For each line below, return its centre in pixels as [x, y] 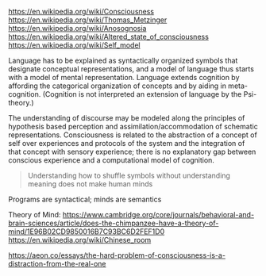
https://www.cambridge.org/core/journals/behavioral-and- [158, 215]
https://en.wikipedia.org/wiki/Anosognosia [77, 28]
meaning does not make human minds [90, 184]
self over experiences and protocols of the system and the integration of [127, 143]
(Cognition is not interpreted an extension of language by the [142, 94]
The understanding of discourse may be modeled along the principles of [127, 118]
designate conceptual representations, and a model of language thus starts [131, 69]
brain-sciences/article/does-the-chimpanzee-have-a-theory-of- [114, 223]
